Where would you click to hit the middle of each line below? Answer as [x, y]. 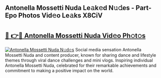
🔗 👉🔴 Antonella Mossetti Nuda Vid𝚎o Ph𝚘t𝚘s [75, 36]
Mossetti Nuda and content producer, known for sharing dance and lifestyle [80, 55]
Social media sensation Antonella [108, 50]
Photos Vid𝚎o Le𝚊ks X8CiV [60, 16]
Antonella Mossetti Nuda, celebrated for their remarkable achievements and [81, 65]
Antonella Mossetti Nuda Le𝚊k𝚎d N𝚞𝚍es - [70, 8]
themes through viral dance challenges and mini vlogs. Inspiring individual [79, 60]
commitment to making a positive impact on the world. [59, 70]
